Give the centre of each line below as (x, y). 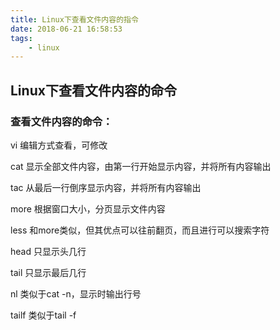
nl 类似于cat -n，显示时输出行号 (76, 293)
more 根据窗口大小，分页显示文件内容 (88, 208)
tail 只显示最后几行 (48, 272)
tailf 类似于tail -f (43, 315)
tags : (21, 38)
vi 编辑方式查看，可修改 (59, 145)
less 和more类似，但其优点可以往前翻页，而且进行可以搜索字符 (140, 230)
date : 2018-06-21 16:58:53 (66, 29)
